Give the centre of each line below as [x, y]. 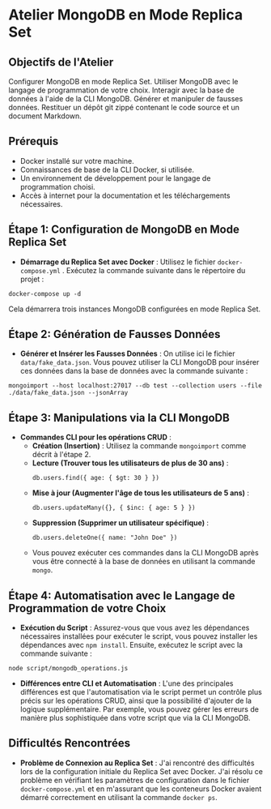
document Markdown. [45, 116]
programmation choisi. [57, 186]
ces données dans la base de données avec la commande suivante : [134, 371]
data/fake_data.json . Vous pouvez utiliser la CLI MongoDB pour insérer [140, 362]
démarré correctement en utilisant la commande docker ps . [119, 797]
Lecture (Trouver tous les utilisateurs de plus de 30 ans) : [130, 463]
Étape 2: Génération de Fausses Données [114, 334]
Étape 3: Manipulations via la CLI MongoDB [119, 418]
